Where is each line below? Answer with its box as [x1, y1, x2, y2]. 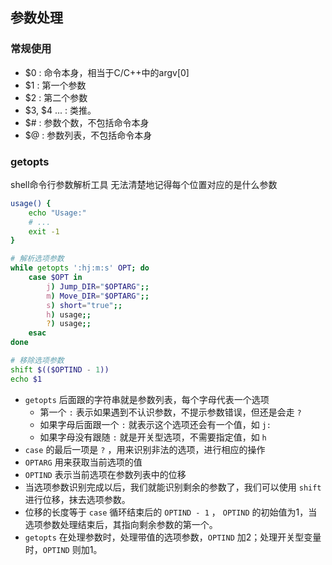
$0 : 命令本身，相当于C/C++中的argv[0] [24, 66, 190, 78]
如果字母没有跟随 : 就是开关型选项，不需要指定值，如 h [39, 431, 267, 443]
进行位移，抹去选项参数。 [24, 493, 131, 505]
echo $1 [10, 374, 43, 384]
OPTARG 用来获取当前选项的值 [24, 456, 143, 468]
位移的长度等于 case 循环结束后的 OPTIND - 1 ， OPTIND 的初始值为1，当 [24, 506, 318, 518]
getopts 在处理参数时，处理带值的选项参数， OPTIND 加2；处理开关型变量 [24, 531, 322, 543]
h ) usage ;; [46, 309, 92, 320]
